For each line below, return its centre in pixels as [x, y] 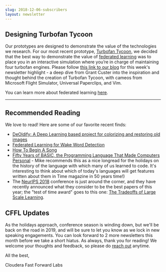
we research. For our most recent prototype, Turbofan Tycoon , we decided [81, 51]
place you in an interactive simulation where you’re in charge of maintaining [82, 62]
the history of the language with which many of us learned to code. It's [84, 166]
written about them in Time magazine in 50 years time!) [68, 177]
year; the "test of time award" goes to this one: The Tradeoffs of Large [84, 192]
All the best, [17, 255]
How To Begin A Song [35, 150]
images [20, 139]
